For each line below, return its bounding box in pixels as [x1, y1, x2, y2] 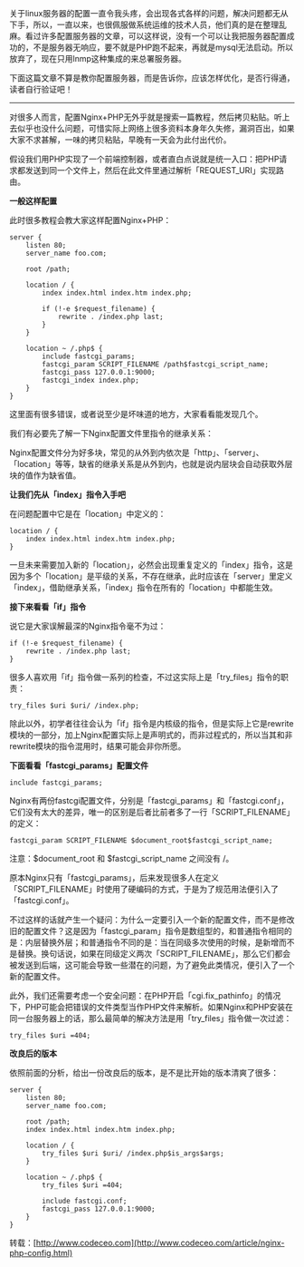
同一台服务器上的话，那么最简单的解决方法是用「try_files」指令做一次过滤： [9, 1013, 292, 1023]
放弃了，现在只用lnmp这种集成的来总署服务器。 [9, 54, 187, 63]
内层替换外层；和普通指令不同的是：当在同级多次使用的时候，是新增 [24, 937, 279, 948]
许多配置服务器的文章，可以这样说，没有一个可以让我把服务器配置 [40, 31, 287, 41]
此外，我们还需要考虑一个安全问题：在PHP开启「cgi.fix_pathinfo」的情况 [9, 990, 281, 1000]
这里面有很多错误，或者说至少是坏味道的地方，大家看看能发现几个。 [9, 409, 263, 419]
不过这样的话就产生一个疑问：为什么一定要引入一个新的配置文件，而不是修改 [9, 914, 295, 925]
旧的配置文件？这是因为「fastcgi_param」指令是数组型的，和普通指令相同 [9, 926, 285, 936]
